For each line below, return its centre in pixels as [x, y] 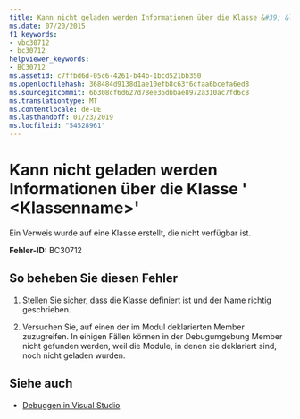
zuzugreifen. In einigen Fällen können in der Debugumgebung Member [152, 336]
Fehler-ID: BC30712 [46, 250]
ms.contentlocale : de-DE [55, 109]
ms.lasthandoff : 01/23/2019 [62, 117]
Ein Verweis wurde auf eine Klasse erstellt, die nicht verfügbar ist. [130, 233]
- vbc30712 [29, 43]
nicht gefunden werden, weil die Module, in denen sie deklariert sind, [149, 346]
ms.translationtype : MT [54, 101]
